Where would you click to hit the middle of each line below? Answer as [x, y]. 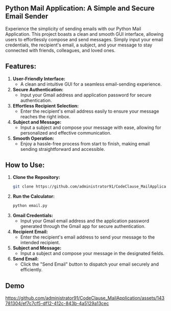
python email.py [30, 206]
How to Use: [25, 165]
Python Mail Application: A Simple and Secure [80, 8]
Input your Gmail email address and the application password [85, 221]
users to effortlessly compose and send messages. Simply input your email [84, 39]
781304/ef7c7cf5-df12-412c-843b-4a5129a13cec [57, 303]
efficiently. [31, 270]
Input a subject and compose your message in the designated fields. [92, 253]
